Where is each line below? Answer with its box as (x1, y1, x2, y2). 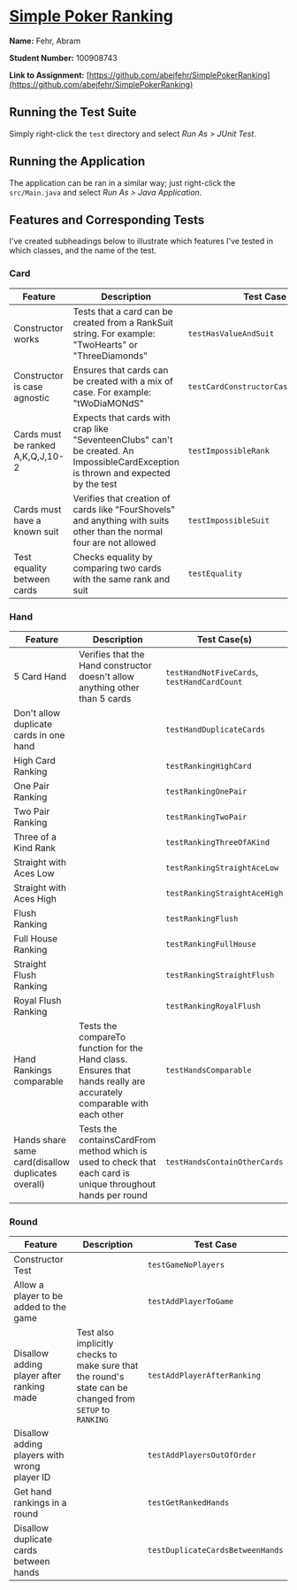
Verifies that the (79, 648, 145, 660)
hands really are (79, 1075, 146, 1087)
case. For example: (72, 386, 152, 398)
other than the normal (72, 525, 164, 537)
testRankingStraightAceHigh (164, 887, 284, 898)
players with (13, 1449, 65, 1462)
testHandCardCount (164, 677, 243, 687)
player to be (13, 1290, 64, 1302)
